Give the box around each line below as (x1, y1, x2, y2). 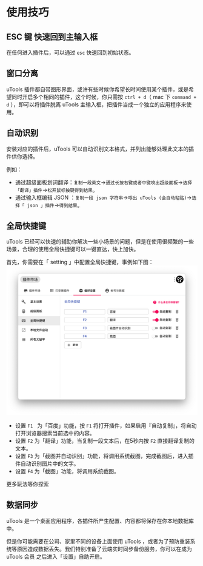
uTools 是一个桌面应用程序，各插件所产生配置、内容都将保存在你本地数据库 (6, 517, 195, 524)
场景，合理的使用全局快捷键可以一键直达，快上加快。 (6, 245, 139, 253)
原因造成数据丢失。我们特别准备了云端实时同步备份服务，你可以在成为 (16, 545, 192, 553)
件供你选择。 (6, 152, 38, 160)
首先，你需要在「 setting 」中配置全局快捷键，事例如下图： (6, 259, 154, 266)
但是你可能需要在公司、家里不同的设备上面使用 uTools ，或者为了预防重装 (6, 537, 190, 545)
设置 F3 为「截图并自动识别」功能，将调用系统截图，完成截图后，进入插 (15, 452, 194, 459)
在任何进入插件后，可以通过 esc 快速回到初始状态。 (6, 49, 135, 56)
